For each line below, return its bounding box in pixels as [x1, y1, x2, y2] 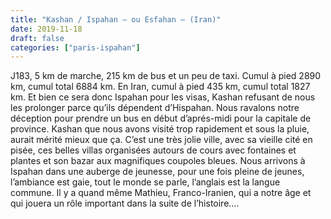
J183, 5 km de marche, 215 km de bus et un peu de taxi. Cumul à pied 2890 [10, 70, 322, 82]
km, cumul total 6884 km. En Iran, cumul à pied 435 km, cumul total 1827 [10, 81, 311, 93]
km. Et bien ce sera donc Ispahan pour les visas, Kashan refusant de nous [10, 91, 316, 103]
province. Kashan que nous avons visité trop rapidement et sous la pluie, [10, 123, 310, 135]
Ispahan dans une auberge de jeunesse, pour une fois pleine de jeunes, [10, 166, 305, 178]
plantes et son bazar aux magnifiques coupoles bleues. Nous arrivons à [10, 155, 306, 167]
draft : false [10, 33, 65, 43]
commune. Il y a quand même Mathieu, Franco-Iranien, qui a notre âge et [10, 187, 312, 199]
